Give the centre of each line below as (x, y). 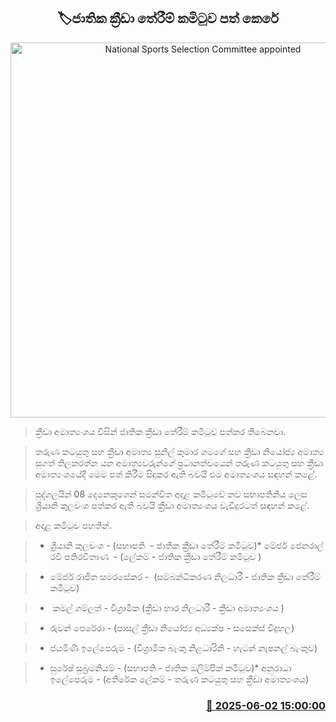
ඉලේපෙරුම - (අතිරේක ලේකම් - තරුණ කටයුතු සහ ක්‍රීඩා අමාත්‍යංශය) (179, 679)
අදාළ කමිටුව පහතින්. (73, 525)
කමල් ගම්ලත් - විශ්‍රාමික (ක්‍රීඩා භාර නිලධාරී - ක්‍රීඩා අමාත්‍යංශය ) (168, 607)
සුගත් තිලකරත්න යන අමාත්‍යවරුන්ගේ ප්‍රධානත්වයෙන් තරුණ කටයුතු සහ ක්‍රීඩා (179, 462)
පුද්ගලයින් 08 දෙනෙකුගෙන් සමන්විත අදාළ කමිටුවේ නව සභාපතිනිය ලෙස (171, 494)
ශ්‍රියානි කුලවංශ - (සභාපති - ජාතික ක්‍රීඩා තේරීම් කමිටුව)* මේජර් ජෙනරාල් (187, 545)
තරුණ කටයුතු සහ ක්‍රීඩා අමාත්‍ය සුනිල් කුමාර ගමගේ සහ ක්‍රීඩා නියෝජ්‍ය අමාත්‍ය (179, 451)
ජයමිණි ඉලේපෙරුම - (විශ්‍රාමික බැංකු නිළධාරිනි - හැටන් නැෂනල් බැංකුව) (183, 647)
